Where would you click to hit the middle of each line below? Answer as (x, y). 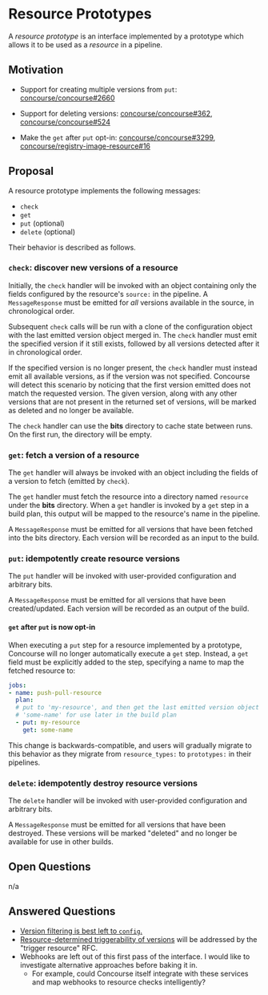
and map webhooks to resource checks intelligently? (119, 982)
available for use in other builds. (61, 842)
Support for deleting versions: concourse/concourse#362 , (116, 113)
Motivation (36, 70)
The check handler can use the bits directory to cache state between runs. (131, 425)
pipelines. (24, 762)
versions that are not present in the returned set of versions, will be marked (132, 401)
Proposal (31, 171)
